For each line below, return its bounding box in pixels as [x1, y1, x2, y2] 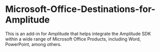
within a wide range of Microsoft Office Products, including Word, [5, 36, 141, 42]
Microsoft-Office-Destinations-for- [5, 3, 156, 15]
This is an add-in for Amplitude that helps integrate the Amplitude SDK [5, 30, 151, 36]
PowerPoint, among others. [5, 41, 62, 47]
